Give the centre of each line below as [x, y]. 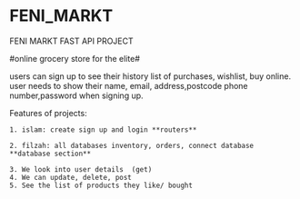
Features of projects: [49, 113]
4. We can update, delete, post [70, 177]
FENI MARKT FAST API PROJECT [71, 41]
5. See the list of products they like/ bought [101, 185]
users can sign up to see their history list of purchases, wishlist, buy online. [150, 76]
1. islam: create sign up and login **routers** [103, 129]
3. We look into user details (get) [81, 169]
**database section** [50, 154]
